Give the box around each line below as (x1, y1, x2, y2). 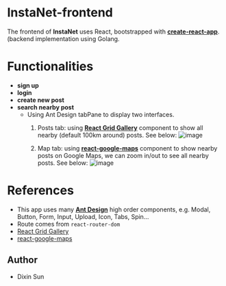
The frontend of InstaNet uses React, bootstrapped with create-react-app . (7, 27, 220, 36)
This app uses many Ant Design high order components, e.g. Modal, (16, 205, 211, 213)
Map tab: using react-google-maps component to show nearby (37, 144, 218, 152)
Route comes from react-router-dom (16, 220, 121, 228)
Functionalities (7, 59, 94, 75)
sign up (16, 81, 39, 90)
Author (7, 255, 38, 266)
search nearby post (16, 103, 74, 111)
